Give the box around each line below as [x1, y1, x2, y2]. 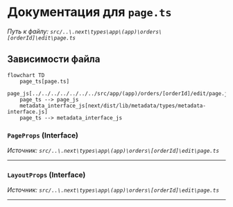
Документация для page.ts [7, 4, 172, 20]
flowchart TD [7, 72, 45, 78]
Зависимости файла [7, 53, 101, 65]
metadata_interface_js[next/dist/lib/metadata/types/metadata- [19, 102, 207, 109]
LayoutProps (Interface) [7, 169, 86, 179]
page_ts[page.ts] [19, 78, 70, 85]
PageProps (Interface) [7, 130, 78, 140]
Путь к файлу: [7, 27, 49, 35]
